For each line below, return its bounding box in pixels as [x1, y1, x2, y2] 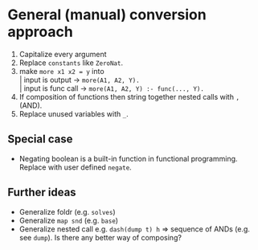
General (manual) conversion [7, 6, 207, 24]
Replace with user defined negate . [18, 162, 132, 172]
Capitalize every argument [18, 49, 107, 59]
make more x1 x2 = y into [18, 66, 105, 76]
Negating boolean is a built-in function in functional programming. [18, 154, 238, 163]
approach [7, 23, 73, 41]
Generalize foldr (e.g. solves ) [18, 207, 116, 216]
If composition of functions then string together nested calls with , [18, 92, 240, 101]
